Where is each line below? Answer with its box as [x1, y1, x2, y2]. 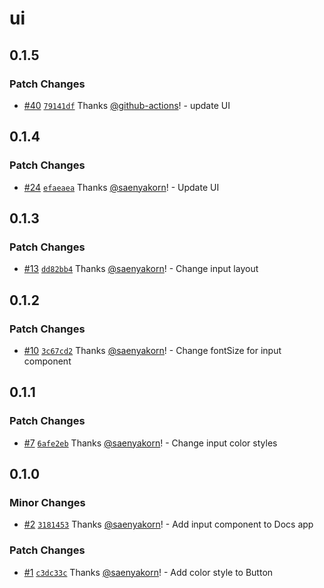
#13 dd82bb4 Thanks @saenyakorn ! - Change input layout [23, 263, 259, 275]
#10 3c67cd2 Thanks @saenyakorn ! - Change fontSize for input [23, 344, 282, 356]
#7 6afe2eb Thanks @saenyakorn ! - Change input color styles [23, 437, 278, 449]
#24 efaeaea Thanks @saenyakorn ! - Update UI [23, 181, 220, 193]
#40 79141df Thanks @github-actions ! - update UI [23, 99, 231, 111]
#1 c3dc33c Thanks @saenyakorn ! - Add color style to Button [23, 566, 274, 578]
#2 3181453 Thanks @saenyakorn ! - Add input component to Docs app [23, 518, 314, 531]
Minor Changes [9, 495, 86, 509]
